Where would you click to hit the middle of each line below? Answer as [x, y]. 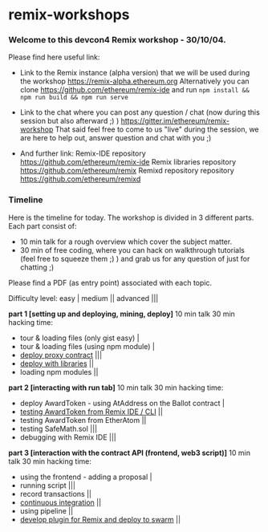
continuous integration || [61, 502]
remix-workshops [69, 15]
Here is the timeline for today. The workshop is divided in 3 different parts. [131, 217]
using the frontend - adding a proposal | [86, 477]
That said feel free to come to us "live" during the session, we [157, 129]
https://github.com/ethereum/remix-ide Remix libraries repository [128, 162]
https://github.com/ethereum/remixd [80, 179]
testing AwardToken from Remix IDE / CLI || [91, 412]
